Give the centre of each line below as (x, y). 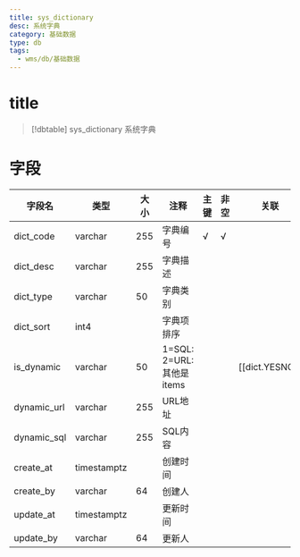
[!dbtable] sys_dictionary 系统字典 (93, 129)
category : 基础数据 (43, 34)
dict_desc (34, 266)
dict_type (33, 296)
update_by (36, 537)
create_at (33, 468)
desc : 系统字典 (35, 26)
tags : (19, 51)
